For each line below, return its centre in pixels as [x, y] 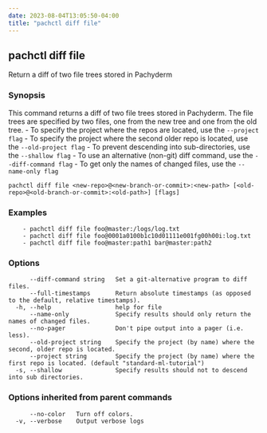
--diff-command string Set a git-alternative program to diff [138, 280]
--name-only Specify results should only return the [140, 315]
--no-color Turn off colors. [81, 414]
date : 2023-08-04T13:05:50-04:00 [64, 16]
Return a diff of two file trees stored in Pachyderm [90, 75]
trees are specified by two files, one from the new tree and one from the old [133, 121]
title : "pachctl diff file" [55, 23]
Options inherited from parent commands [90, 398]
